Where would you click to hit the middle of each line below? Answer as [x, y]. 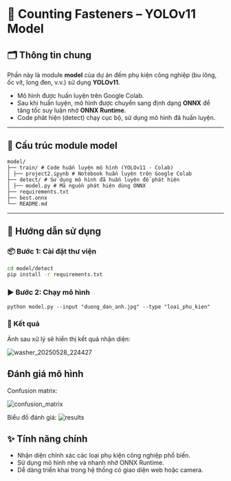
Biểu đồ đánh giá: [32, 417]
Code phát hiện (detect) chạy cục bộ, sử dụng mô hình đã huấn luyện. [116, 117]
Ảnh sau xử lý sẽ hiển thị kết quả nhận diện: [69, 339]
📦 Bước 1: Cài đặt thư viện [52, 252]
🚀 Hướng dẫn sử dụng [54, 231]
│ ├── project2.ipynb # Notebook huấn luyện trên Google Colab [100, 174]
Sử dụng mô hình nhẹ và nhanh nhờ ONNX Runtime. [91, 463]
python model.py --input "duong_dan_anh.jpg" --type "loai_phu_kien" [109, 307]
